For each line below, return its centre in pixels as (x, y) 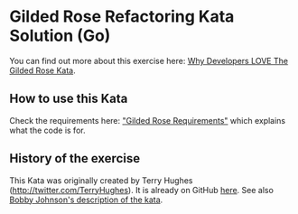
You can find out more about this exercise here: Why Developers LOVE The (149, 60)
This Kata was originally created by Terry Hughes (101, 180)
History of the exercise (75, 158)
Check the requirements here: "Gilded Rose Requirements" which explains (148, 120)
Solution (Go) (60, 36)
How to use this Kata (69, 99)
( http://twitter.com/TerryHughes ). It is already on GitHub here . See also (141, 190)
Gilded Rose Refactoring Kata (122, 17)
